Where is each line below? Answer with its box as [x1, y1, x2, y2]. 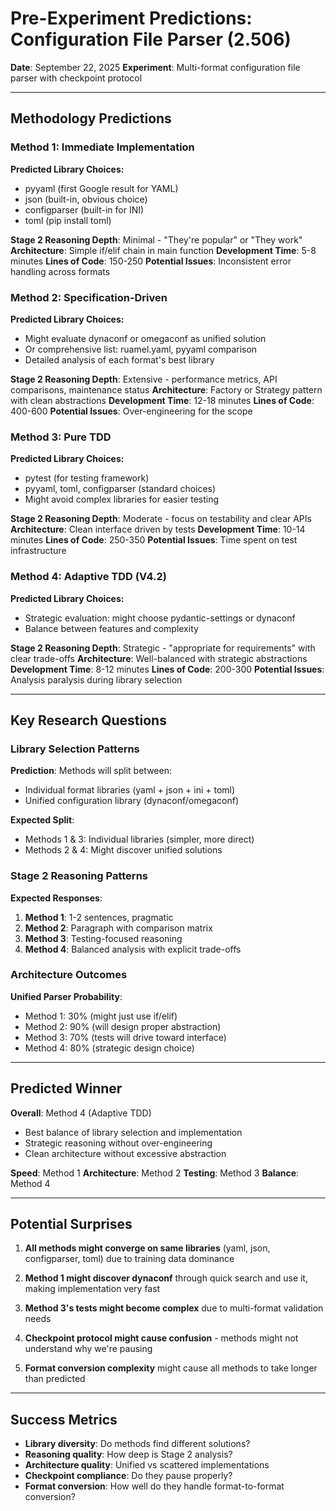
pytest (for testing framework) [24, 472, 150, 484]
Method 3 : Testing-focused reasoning [24, 932, 183, 944]
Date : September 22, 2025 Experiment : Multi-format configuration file [10, 61, 301, 73]
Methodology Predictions [10, 110, 172, 127]
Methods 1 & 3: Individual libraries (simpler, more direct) [24, 833, 255, 846]
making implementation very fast [24, 1283, 161, 1295]
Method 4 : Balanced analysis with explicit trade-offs [24, 943, 242, 955]
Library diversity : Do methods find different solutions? [24, 1438, 251, 1450]
